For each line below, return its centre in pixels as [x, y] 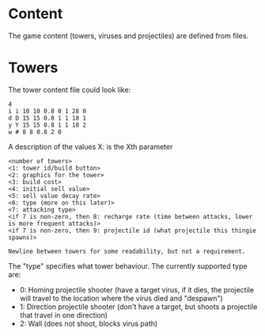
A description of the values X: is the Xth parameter [91, 147]
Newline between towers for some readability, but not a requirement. [127, 251]
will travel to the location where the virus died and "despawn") [121, 298]
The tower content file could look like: [70, 90]
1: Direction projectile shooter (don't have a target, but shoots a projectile [138, 307]
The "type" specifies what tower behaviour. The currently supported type [128, 265]
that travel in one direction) [64, 315]
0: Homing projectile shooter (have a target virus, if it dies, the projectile [137, 289]
